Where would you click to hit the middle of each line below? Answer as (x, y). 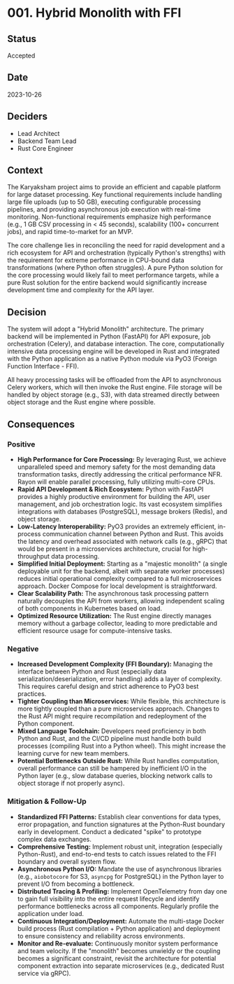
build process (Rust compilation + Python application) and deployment (119, 928)
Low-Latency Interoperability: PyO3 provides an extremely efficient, (117, 526)
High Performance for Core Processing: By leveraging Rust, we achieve (122, 459)
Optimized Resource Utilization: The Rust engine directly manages (114, 615)
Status (22, 39)
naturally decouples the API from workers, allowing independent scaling (121, 601)
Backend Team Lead (47, 141)
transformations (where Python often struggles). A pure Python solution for (115, 268)
